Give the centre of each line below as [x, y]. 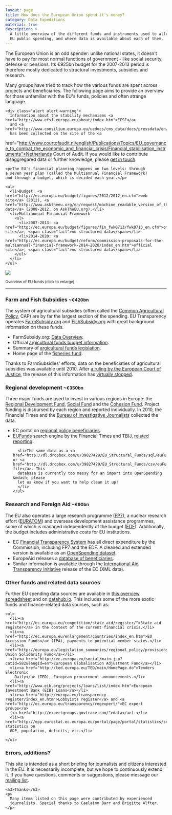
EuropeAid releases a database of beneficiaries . [63, 558]
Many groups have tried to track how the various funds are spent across [81, 85]
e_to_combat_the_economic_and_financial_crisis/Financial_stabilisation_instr [86, 148]
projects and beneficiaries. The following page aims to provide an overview [85, 90]
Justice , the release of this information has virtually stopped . [69, 374]
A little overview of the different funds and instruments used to [83, 34]
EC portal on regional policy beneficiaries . [57, 431]
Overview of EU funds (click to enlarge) [40, 282]
